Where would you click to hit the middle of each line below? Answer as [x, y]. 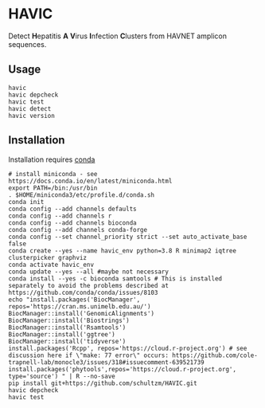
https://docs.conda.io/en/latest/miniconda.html [90, 181]
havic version [32, 116]
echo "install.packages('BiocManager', [74, 300]
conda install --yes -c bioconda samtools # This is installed [115, 279]
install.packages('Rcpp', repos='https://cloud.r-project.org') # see [128, 348]
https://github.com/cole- [215, 355]
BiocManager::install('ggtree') [62, 334]
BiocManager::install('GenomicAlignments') [82, 313]
